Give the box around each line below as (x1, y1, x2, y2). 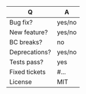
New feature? (9, 28, 48, 36)
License (9, 78, 32, 86)
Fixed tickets (9, 68, 46, 76)
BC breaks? (9, 38, 43, 46)
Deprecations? (9, 48, 51, 56)
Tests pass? (9, 58, 44, 66)
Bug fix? (9, 18, 33, 26)
